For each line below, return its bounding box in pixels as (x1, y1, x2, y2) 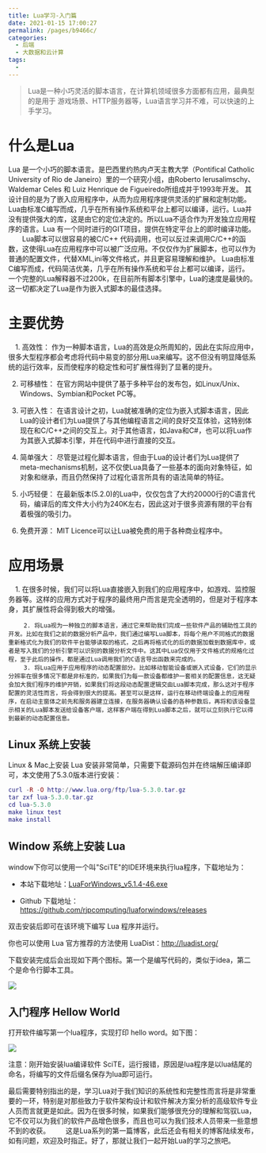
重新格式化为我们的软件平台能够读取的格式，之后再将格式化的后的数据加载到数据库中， (8, 638, 250, 646)
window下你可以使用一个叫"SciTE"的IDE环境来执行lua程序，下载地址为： (8, 862, 246, 872)
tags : (8, 56, 26, 64)
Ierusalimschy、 (202, 174, 255, 183)
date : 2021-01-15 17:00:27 (8, 19, 97, 27)
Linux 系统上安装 (8, 738, 91, 751)
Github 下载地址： (19, 896, 79, 905)
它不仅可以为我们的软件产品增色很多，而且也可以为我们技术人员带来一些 (8, 1116, 244, 1126)
